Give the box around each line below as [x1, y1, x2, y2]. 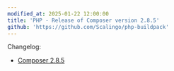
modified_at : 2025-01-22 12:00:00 [7, 10, 110, 18]
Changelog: [7, 43, 41, 51]
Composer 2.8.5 [17, 56, 65, 65]
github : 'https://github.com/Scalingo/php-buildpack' [7, 23, 170, 30]
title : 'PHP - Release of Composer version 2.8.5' [7, 17, 160, 24]
